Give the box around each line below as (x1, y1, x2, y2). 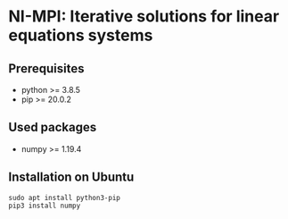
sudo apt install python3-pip (8, 193, 121, 202)
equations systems (8, 25, 153, 46)
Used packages (8, 120, 97, 135)
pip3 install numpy (8, 201, 81, 210)
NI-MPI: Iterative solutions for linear (8, 6, 280, 27)
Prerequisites (8, 61, 85, 76)
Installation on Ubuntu (8, 170, 135, 185)
